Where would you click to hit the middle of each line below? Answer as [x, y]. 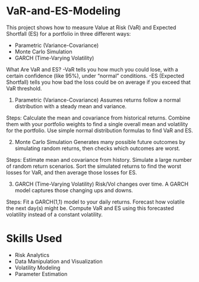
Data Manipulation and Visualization [59, 261]
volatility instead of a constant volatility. [54, 214]
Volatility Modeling [37, 267]
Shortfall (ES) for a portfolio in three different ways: [69, 33]
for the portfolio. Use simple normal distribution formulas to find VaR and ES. [99, 130]
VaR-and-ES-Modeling [63, 11]
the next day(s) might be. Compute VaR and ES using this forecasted [90, 208]
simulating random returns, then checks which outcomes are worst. [97, 148]
